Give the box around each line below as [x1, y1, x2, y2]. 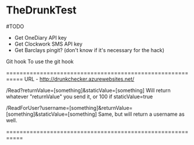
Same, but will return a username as [98, 111, 185, 118]
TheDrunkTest [6, 4, 77, 17]
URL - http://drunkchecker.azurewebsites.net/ [24, 75, 135, 82]
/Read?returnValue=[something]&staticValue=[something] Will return [6, 87, 171, 94]
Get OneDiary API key [14, 34, 67, 41]
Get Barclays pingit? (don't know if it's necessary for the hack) [14, 46, 165, 53]
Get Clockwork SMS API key [14, 40, 83, 47]
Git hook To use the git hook [6, 58, 74, 65]
